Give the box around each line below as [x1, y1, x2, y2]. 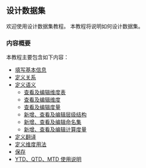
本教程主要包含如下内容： [6, 54, 69, 61]
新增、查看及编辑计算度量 [23, 126, 87, 133]
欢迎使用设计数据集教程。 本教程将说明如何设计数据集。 [6, 23, 144, 30]
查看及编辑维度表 [23, 89, 66, 96]
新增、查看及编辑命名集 [23, 119, 82, 126]
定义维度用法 [14, 141, 46, 148]
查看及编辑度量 [23, 104, 61, 111]
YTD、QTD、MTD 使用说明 [14, 155, 82, 163]
